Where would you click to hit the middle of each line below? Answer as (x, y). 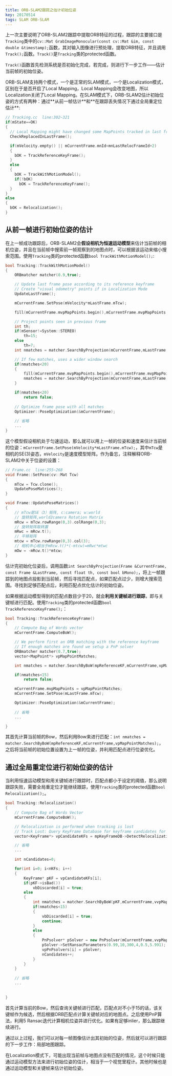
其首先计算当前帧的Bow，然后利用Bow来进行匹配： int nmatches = (76, 737)
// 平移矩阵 (26, 536)
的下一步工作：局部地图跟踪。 (37, 1044)
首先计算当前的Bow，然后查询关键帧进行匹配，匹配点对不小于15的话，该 (82, 1008)
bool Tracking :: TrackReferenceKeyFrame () (50, 618)
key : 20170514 (20, 15)
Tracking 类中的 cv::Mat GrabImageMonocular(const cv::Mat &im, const (80, 41)
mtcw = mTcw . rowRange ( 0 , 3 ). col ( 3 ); (52, 541)
